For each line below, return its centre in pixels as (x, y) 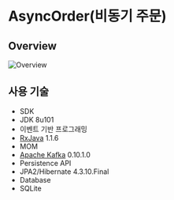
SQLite (30, 188)
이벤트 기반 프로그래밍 (54, 129)
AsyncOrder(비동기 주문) (87, 16)
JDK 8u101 (37, 119)
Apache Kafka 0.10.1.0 (55, 154)
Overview (33, 45)
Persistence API (45, 163)
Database (35, 179)
